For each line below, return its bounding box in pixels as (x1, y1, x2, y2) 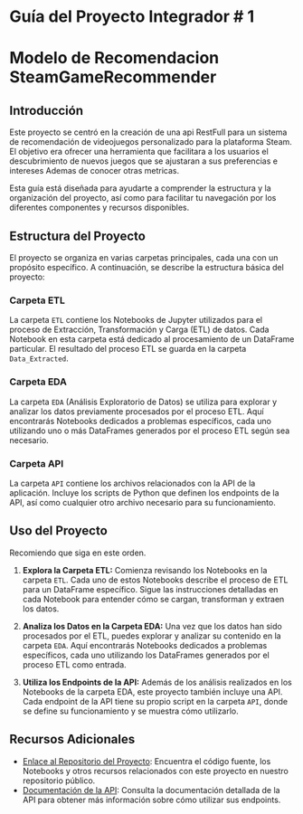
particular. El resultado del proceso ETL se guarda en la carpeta (9, 344, 247, 355)
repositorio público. (22, 775, 96, 786)
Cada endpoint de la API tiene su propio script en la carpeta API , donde (22, 696, 288, 706)
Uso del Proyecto (9, 523, 109, 539)
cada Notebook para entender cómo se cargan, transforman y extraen (22, 593, 285, 604)
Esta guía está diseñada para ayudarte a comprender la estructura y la (9, 183, 271, 194)
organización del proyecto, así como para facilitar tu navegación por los (9, 193, 277, 203)
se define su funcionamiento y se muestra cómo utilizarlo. (22, 705, 240, 716)
